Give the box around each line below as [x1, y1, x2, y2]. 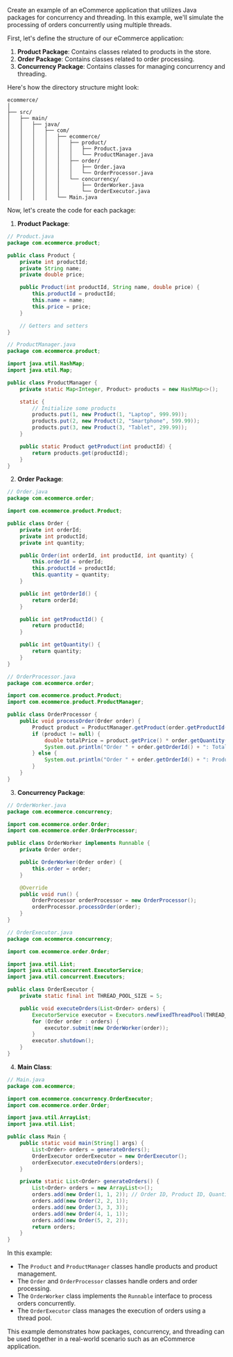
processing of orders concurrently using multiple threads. [7, 21, 172, 28]
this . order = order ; [32, 865, 92, 872]
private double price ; [19, 271, 85, 279]
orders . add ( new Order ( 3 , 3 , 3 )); [32, 1203, 129, 1211]
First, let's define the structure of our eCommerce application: [7, 34, 184, 42]
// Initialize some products [32, 404, 116, 412]
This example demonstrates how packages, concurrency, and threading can [7, 1327, 225, 1336]
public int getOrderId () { [19, 590, 98, 597]
